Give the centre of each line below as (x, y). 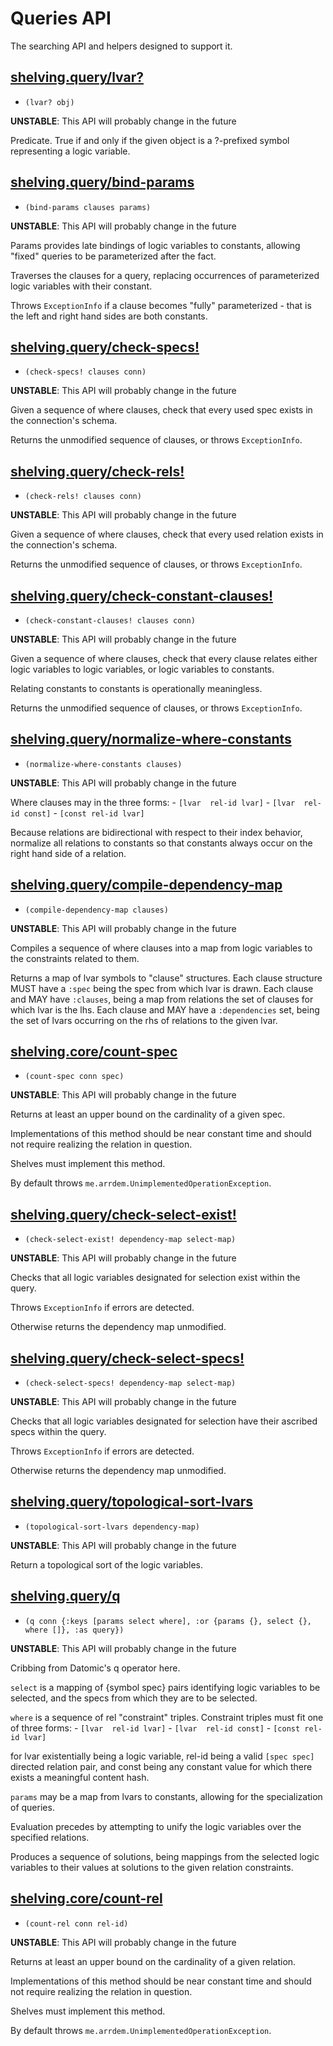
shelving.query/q (65, 1596)
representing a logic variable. (70, 151)
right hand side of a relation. (68, 853)
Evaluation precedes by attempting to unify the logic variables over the (156, 1826)
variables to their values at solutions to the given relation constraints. (152, 1867)
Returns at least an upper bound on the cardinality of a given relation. (153, 1961)
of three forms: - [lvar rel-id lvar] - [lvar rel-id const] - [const (155, 1728)
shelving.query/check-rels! (97, 471)
